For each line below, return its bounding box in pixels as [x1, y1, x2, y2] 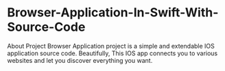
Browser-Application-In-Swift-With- [7, 5, 219, 20]
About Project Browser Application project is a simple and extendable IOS [7, 42, 215, 50]
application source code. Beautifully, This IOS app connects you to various [7, 49, 218, 57]
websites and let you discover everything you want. [7, 56, 153, 64]
